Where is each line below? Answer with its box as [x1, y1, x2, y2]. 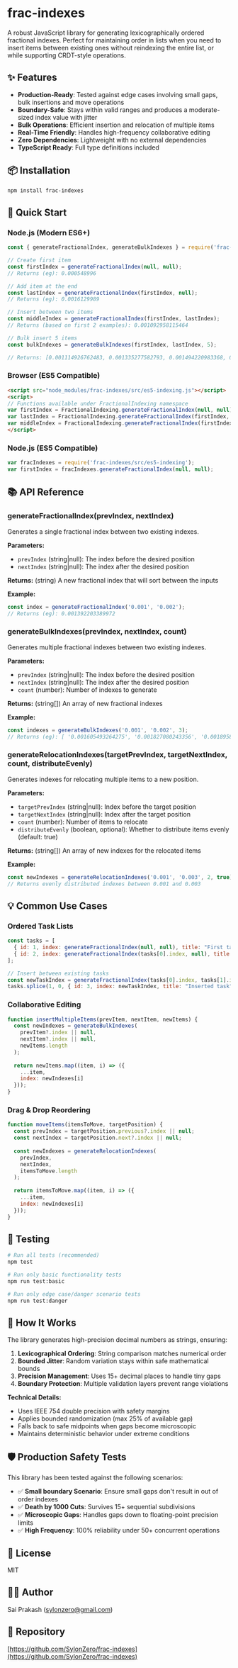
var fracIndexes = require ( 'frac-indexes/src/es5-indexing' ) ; [7, 459, 195, 466]
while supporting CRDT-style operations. [7, 51, 126, 60]
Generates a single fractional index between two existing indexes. [7, 527, 200, 536]
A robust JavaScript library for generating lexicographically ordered [7, 28, 205, 37]
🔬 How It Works [7, 1316, 76, 1328]
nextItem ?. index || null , [20, 1036, 97, 1043]
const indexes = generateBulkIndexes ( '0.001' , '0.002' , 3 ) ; [7, 727, 189, 734]
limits [17, 1518, 34, 1527]
